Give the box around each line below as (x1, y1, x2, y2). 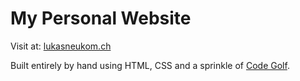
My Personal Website (10, 7, 192, 30)
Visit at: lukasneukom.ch (10, 40, 112, 52)
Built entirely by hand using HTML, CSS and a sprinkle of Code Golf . (10, 59, 290, 71)
